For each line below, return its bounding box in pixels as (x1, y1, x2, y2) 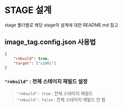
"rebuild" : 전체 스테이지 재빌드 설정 (4, 78, 88, 85)
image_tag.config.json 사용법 (4, 38, 96, 46)
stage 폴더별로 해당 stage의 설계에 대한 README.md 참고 (4, 22, 119, 28)
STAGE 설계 (4, 4, 52, 16)
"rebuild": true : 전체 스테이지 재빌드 (16, 90, 93, 96)
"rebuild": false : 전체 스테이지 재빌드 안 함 (16, 97, 106, 103)
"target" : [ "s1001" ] (13, 61, 56, 66)
